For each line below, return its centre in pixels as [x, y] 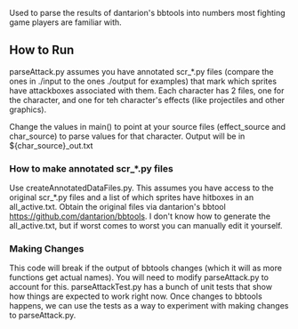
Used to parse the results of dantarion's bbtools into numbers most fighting [148, 13]
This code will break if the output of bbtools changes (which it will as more [146, 268]
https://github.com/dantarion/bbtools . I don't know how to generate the [140, 216]
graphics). [28, 109]
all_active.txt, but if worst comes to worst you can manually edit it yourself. [146, 226]
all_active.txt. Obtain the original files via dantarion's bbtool [118, 207]
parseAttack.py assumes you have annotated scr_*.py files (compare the [141, 71]
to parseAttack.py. [43, 316]
